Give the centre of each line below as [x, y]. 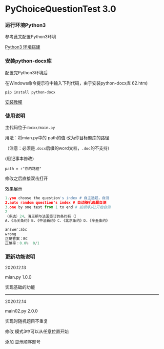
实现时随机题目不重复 [26, 321]
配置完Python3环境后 [26, 72]
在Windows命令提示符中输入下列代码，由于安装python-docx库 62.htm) [76, 83]
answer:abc [16, 230]
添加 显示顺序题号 [23, 342]
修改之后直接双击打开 [26, 178]
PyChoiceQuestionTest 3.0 [61, 9]
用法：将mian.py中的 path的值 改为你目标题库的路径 [57, 138]
